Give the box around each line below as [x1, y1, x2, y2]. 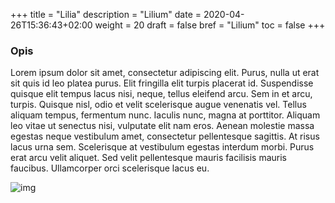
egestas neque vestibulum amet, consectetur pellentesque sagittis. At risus [10, 130, 320, 143]
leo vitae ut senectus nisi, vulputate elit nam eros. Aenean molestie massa [10, 120, 315, 132]
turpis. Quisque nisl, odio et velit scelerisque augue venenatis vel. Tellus [10, 99, 307, 111]
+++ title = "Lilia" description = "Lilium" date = [10, 9, 202, 20]
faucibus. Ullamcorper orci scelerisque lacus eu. [10, 162, 210, 174]
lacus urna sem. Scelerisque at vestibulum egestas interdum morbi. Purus [10, 141, 315, 153]
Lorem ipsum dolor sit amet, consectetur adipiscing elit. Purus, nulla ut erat [10, 67, 320, 79]
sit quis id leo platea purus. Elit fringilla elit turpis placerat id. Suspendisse [10, 77, 314, 89]
